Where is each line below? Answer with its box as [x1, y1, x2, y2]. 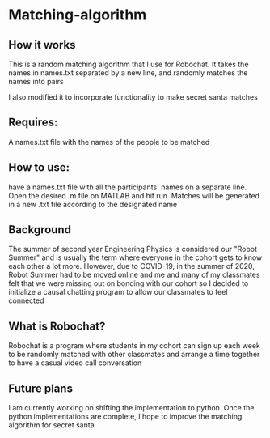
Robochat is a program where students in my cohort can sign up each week [8, 341, 261, 351]
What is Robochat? [8, 319, 106, 333]
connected [8, 296, 44, 305]
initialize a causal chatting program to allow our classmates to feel [8, 287, 228, 297]
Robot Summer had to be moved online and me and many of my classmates [8, 270, 260, 280]
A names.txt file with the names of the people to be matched [8, 137, 210, 147]
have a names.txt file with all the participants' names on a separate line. [8, 182, 247, 192]
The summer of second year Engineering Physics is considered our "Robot [8, 245, 257, 254]
